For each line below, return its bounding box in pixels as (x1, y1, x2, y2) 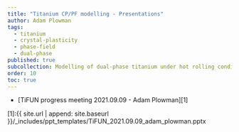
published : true (7, 57, 55, 64)
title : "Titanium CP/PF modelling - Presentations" (7, 10, 164, 18)
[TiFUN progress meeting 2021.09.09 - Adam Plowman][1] (17, 96, 188, 104)
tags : (7, 23, 23, 31)
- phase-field (14, 43, 55, 50)
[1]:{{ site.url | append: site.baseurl (7, 109, 109, 118)
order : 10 (7, 70, 37, 77)
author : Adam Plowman (7, 17, 72, 24)
